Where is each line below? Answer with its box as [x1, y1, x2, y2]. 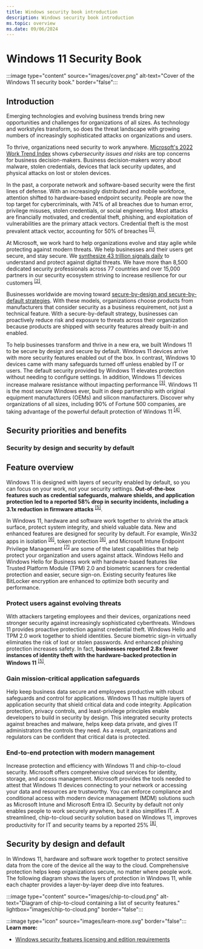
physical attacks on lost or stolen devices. [6, 170, 111, 176]
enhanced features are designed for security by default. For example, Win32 [6, 530, 198, 537]
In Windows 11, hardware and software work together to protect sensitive [6, 855, 188, 862]
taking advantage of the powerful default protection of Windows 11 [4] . [6, 407, 182, 415]
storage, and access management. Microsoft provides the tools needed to [6, 775, 191, 782]
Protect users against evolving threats [6, 599, 121, 607]
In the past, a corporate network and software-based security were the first [6, 181, 195, 188]
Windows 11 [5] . [6, 658, 45, 666]
